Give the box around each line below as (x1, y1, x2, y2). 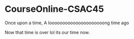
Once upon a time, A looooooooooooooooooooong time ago (5, 20, 129, 26)
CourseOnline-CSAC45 (5, 3, 104, 15)
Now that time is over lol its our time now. (5, 29, 90, 35)
